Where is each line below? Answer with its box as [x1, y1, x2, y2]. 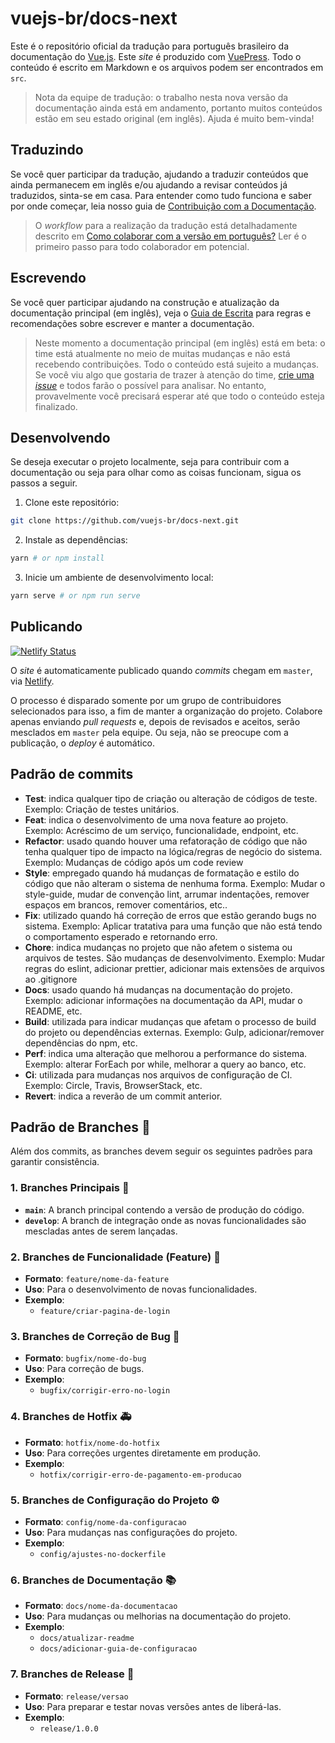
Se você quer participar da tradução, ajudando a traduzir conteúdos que [10, 168, 309, 180]
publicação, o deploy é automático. [10, 737, 156, 749]
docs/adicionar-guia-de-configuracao [39, 1644, 198, 1654]
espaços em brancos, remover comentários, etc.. [24, 898, 228, 911]
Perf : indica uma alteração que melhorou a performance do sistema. [24, 1047, 308, 1059]
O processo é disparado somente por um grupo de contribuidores [10, 694, 282, 706]
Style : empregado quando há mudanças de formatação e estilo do [24, 867, 300, 879]
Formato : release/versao [24, 1690, 129, 1702]
